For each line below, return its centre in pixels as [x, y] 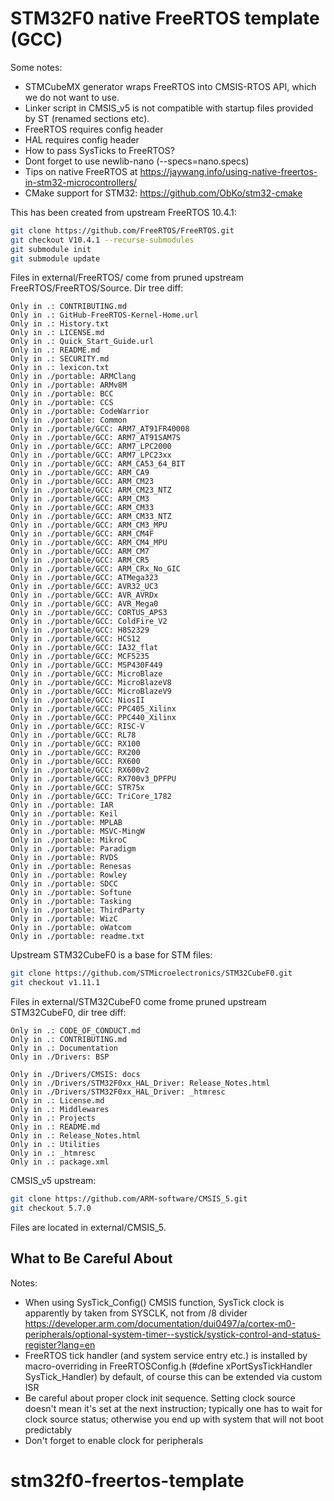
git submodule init [51, 249]
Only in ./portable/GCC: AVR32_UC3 [84, 587]
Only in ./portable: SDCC [64, 884]
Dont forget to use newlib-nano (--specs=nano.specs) [137, 161]
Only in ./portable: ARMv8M [69, 385]
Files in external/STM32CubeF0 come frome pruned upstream [138, 1002]
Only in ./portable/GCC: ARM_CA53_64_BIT [98, 464]
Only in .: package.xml [60, 1162]
